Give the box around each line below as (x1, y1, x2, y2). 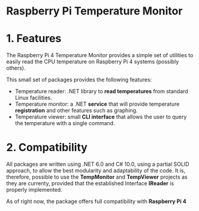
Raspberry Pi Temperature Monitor (6, 4, 183, 18)
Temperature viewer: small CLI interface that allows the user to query (14, 113, 187, 121)
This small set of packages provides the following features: (6, 76, 152, 84)
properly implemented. (6, 186, 63, 194)
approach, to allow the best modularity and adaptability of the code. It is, (6, 167, 186, 174)
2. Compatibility (6, 141, 88, 154)
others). (6, 64, 26, 72)
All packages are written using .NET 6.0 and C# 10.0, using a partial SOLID (6, 161, 190, 168)
